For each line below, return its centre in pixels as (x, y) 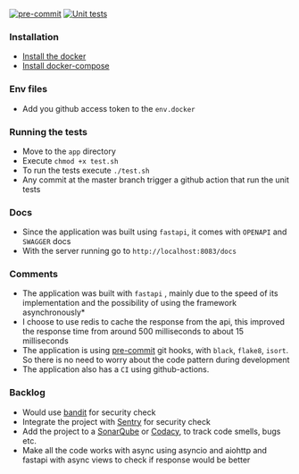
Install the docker (54, 56)
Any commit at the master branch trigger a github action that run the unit (156, 180)
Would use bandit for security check (89, 412)
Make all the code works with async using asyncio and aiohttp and (145, 450)
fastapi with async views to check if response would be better (136, 460)
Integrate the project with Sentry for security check (116, 421)
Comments (33, 275)
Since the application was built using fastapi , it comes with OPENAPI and (154, 232)
